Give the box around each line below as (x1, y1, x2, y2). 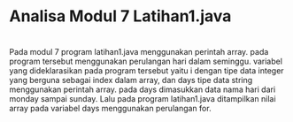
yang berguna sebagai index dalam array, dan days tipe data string (9, 75, 253, 86)
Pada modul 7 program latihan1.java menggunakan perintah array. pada (9, 47, 269, 57)
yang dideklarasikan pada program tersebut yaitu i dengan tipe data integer (9, 65, 285, 76)
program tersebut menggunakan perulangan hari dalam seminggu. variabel (9, 56, 283, 67)
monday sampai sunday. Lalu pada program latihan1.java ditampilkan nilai (9, 94, 276, 104)
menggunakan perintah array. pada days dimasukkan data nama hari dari (9, 84, 276, 95)
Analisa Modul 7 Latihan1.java (9, 6, 232, 27)
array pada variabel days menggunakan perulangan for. (9, 103, 212, 114)
